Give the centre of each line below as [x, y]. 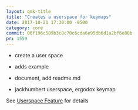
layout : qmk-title [28, 11]
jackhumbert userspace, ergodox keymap [65, 89]
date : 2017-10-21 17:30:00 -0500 [47, 22]
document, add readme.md [48, 78]
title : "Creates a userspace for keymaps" [59, 17]
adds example [31, 67]
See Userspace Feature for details [48, 101]
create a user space [39, 55]
